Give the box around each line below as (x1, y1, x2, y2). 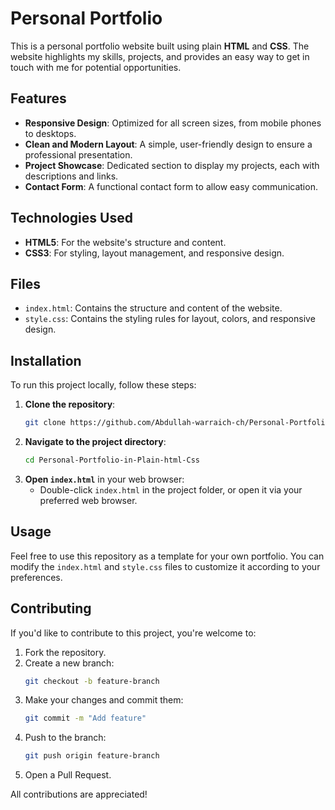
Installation (10, 352, 82, 369)
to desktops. (24, 127, 77, 139)
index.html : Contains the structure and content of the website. (24, 302, 283, 314)
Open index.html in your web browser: (24, 473, 185, 485)
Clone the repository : (24, 398, 116, 411)
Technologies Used (10, 210, 133, 227)
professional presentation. (24, 148, 133, 161)
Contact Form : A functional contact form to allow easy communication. (24, 180, 318, 192)
